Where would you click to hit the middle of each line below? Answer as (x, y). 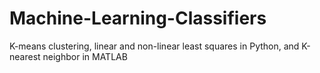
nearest (25, 56)
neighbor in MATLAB (85, 56)
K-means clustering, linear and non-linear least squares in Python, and (154, 46)
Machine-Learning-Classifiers (138, 18)
